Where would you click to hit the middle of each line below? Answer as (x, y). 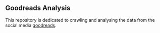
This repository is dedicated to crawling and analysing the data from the (80, 20)
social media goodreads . (31, 25)
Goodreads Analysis (38, 8)
